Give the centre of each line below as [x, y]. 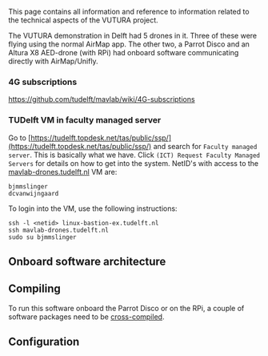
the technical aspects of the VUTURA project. [83, 20]
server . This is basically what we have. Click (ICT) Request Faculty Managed [134, 155]
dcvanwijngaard [34, 193]
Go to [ [20, 138]
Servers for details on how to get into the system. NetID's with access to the [133, 163]
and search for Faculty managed [205, 146]
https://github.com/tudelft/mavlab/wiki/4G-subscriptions [102, 99]
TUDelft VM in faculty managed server [85, 120]
